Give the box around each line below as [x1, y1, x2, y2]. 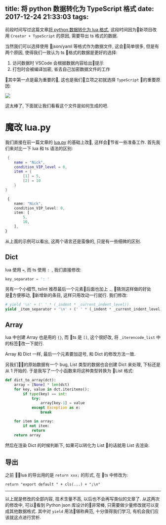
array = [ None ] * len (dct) [14, 382, 70, 387]
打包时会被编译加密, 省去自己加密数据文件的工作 [12, 66, 110, 72]
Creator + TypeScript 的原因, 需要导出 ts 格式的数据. [10, 33, 118, 39]
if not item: [23, 423, 50, 428]
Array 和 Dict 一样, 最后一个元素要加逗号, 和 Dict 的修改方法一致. [5, 351, 136, 357]
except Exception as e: [31, 405, 81, 410]
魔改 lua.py [5, 122, 51, 133]
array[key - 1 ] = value [40, 401, 85, 406]
